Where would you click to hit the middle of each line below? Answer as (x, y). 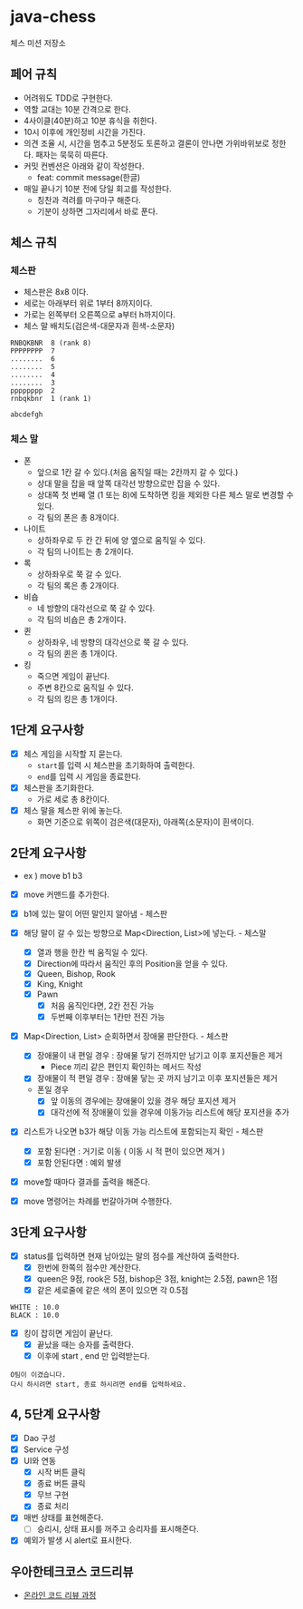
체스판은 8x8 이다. (56, 292)
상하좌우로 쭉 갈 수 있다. (79, 574)
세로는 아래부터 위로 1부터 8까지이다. (88, 303)
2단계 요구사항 (48, 853)
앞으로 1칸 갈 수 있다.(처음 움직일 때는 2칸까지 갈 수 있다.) (137, 472)
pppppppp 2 (33, 391)
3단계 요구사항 (48, 1232)
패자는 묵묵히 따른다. (72, 154)
